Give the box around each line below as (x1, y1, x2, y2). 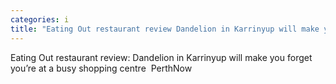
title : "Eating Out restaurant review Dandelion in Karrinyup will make (10, 24, 320, 34)
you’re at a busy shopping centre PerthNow (10, 62, 193, 74)
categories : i (10, 14, 70, 25)
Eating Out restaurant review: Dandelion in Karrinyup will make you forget (10, 51, 313, 63)
